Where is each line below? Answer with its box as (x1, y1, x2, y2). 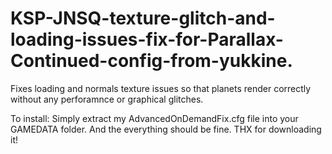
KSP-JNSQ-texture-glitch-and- (10, 7, 276, 30)
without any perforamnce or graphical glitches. (10, 93, 204, 105)
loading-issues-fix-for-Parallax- (10, 28, 284, 51)
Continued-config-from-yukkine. (10, 50, 293, 72)
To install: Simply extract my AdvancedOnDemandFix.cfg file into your (10, 112, 299, 124)
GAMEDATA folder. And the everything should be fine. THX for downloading (10, 123, 322, 135)
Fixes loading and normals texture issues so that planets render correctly (10, 82, 312, 94)
